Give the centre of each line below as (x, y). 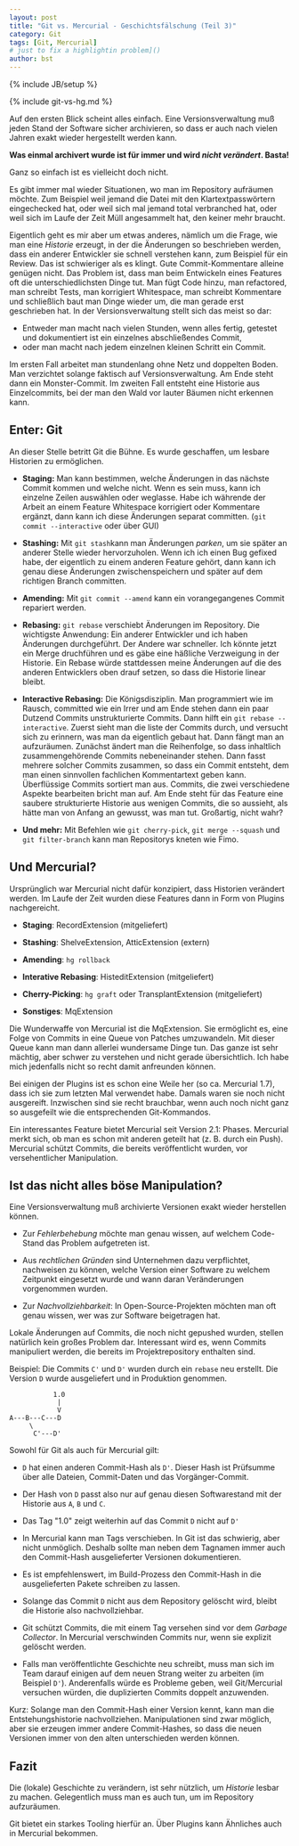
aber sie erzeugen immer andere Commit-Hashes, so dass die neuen (136, 1728)
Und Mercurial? (53, 867)
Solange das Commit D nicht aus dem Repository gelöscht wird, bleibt (149, 1601)
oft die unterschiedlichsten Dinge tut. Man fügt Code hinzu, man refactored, (148, 282)
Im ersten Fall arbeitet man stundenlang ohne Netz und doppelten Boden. (144, 364)
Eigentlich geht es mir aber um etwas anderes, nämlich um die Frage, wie (144, 235)
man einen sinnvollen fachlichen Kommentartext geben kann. (134, 774)
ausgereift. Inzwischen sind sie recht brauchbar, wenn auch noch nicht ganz (149, 1102)
